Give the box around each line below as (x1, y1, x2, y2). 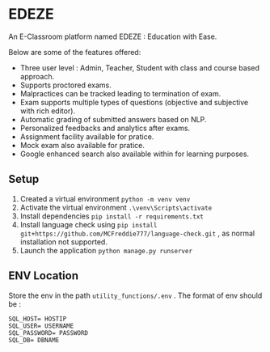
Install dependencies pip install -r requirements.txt (19, 211, 204, 221)
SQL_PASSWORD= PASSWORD (8, 329, 89, 337)
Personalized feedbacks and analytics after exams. (19, 123, 191, 133)
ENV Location (8, 269, 79, 283)
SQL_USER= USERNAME (8, 321, 74, 330)
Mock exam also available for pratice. (19, 140, 146, 150)
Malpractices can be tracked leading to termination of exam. (19, 88, 221, 98)
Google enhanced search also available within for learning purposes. (19, 149, 249, 159)
